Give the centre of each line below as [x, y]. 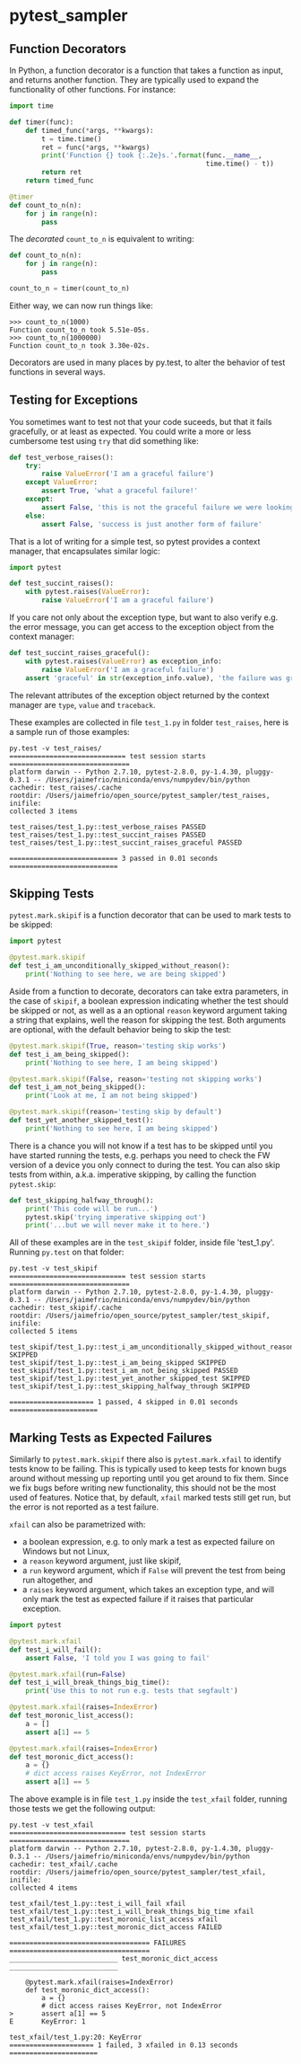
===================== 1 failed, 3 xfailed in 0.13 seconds [124, 2045]
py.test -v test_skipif [54, 1269]
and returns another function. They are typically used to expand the [134, 80]
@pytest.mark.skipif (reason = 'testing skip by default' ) [116, 1112]
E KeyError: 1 [48, 2022]
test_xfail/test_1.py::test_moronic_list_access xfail [114, 1919]
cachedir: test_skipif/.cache [66, 1308]
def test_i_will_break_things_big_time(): [90, 1683]
